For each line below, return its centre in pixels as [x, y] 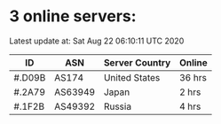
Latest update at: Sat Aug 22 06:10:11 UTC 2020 [97, 41]
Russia [117, 106]
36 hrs [193, 77]
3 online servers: [73, 16]
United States [132, 77]
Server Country [137, 62]
